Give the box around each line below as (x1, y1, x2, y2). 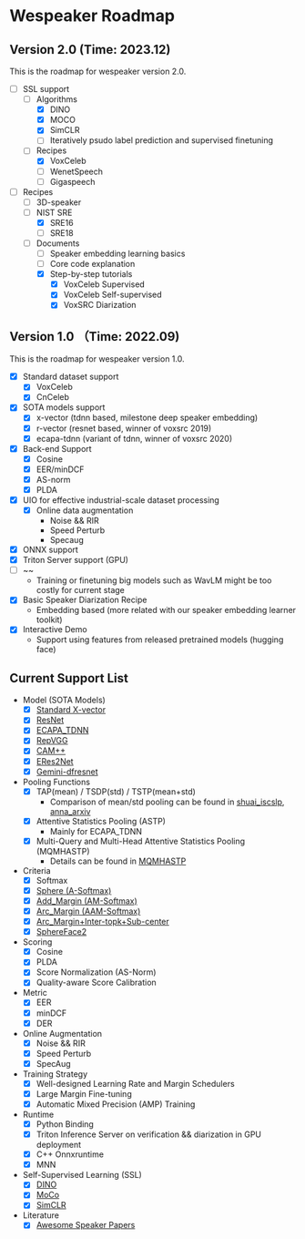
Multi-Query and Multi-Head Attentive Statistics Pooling (36, 835, 246, 846)
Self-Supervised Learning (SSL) (22, 1170, 143, 1181)
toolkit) (36, 614, 63, 625)
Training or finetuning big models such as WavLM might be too (36, 575, 272, 586)
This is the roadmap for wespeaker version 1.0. (9, 353, 185, 364)
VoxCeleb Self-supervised (63, 289, 162, 301)
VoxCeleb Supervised (63, 279, 146, 290)
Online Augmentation (22, 1028, 103, 1039)
